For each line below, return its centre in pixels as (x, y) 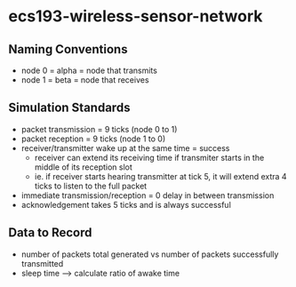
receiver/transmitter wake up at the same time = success (125, 147)
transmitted (42, 263)
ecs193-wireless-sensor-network (136, 16)
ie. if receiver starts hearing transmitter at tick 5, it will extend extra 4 (160, 176)
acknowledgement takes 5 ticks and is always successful (126, 204)
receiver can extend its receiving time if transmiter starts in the (149, 157)
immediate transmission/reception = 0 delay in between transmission (148, 195)
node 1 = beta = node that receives (85, 80)
